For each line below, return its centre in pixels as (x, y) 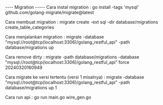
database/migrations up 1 (31, 88)
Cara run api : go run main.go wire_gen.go (48, 97)
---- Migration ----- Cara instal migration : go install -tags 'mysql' (72, 7)
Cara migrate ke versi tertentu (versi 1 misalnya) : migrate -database (75, 77)
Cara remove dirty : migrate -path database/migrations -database (72, 57)
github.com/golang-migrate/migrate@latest (50, 12)
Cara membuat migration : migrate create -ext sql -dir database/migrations (81, 22)
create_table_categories (30, 27)
